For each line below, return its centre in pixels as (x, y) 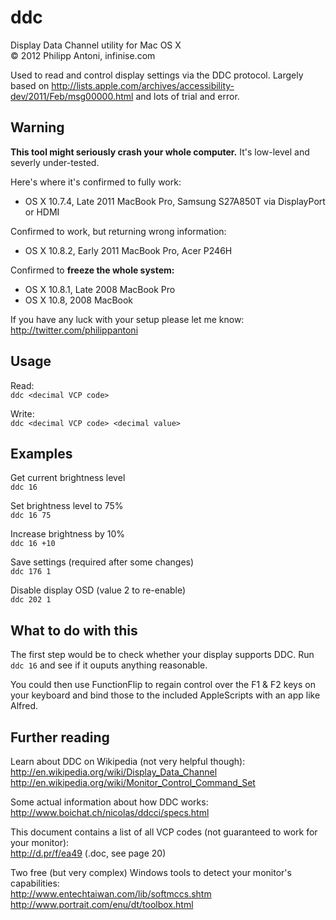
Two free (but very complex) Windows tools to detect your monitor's (151, 872)
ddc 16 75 (31, 516)
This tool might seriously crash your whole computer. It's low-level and (160, 152)
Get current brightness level (68, 478)
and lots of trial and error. (187, 96)
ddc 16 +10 (33, 544)
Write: (22, 413)
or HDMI (42, 212)
